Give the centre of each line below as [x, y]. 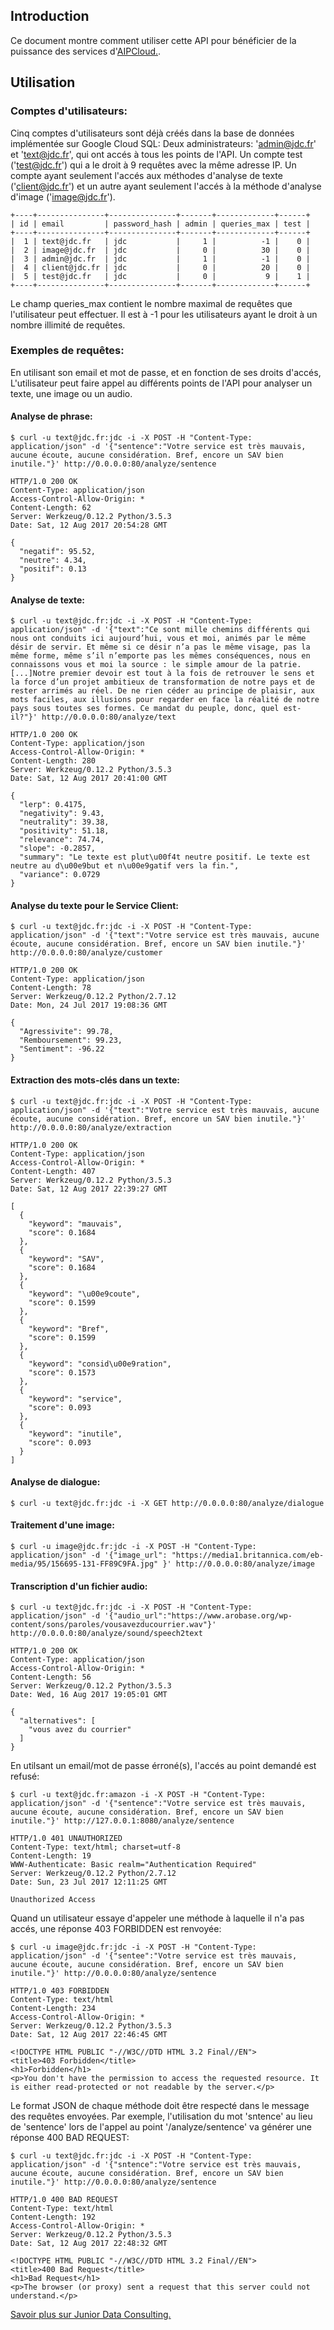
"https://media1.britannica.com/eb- [248, 1555]
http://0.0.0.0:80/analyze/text [109, 717]
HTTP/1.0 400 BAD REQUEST [64, 2200]
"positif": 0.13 [53, 569]
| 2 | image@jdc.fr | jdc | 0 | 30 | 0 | [160, 250]
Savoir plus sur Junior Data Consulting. [91, 2315]
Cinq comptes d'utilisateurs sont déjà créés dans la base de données [152, 133]
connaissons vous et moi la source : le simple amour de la [138, 665]
